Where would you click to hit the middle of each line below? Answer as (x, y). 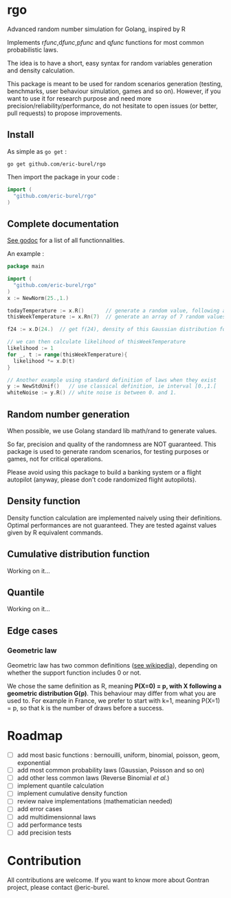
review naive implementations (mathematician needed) (95, 801)
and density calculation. (41, 70)
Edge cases (33, 631)
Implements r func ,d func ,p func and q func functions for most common (106, 42)
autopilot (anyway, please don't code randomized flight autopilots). (102, 479)
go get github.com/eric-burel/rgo (57, 164)
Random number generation (68, 414)
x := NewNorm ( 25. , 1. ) (38, 298)
